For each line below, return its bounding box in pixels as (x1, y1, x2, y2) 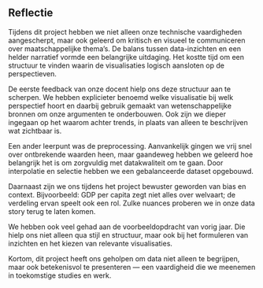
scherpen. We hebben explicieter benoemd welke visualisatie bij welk (8, 92, 234, 102)
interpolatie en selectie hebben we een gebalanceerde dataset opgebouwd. (8, 166, 254, 175)
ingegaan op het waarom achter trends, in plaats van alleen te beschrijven (8, 117, 248, 127)
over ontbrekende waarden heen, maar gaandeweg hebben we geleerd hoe (8, 150, 254, 159)
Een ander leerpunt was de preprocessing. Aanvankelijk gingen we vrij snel (8, 141, 252, 150)
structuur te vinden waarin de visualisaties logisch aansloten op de (8, 61, 225, 70)
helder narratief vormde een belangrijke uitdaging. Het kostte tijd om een (8, 52, 245, 61)
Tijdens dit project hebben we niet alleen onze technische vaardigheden (8, 27, 243, 36)
